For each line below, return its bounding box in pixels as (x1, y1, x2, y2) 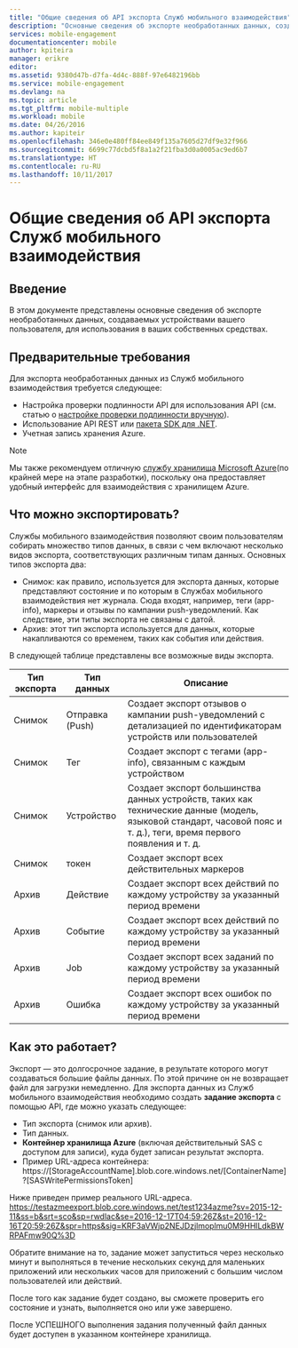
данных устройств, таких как (127, 793, 253, 805)
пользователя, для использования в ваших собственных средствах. (9, 323, 269, 334)
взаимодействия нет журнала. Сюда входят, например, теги (21, 594, 253, 605)
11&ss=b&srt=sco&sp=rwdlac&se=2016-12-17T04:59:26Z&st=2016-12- (9, 1210, 268, 1222)
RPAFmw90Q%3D (9, 1230, 75, 1240)
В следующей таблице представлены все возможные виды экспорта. (9, 650, 274, 660)
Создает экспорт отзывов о (127, 697, 247, 709)
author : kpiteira (9, 46, 74, 55)
